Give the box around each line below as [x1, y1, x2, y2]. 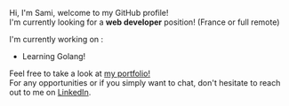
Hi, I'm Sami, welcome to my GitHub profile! [9, 8, 169, 18]
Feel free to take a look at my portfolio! [9, 68, 151, 79]
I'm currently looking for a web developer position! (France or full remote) [9, 17, 280, 27]
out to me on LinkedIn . [9, 87, 92, 97]
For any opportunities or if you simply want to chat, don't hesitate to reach [9, 78, 281, 87]
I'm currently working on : [9, 34, 104, 44]
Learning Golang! [21, 51, 86, 61]
